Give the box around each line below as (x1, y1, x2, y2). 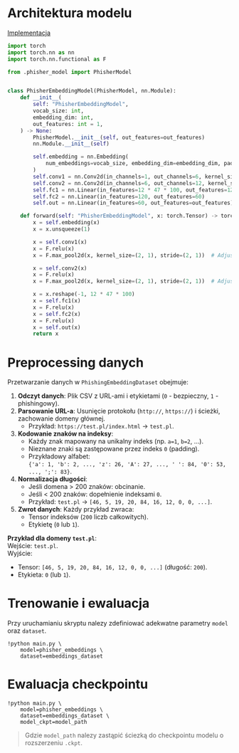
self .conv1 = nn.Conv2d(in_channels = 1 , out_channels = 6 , (33, 173, 202, 180)
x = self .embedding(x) (33, 219, 100, 226)
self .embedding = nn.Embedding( (33, 153, 129, 161)
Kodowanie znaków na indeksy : (17, 429, 114, 438)
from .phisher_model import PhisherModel (7, 68, 132, 75)
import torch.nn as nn (7, 48, 75, 56)
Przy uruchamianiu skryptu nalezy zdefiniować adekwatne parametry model (7, 619, 229, 628)
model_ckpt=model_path (20, 719, 87, 726)
